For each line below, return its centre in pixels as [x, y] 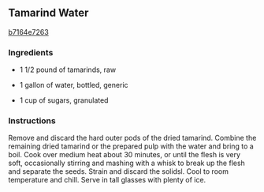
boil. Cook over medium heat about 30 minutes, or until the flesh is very [125, 155]
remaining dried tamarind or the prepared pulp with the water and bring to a [131, 146]
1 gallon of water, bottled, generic [74, 85]
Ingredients [31, 52]
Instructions [32, 121]
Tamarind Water [48, 13]
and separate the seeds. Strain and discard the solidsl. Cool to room [118, 171]
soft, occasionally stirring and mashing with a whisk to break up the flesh [127, 163]
